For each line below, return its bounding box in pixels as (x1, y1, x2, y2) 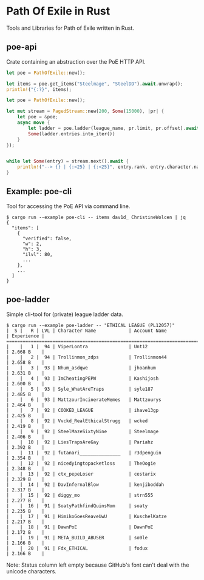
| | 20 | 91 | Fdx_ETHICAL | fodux (6, 545, 148, 551)
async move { (17, 120, 50, 126)
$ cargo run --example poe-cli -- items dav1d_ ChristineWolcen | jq (6, 214, 186, 220)
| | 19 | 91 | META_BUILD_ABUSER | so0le (6, 534, 148, 541)
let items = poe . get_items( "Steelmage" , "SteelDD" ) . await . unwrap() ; (6, 81, 183, 87)
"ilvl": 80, (22, 251, 53, 257)
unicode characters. (6, 567, 56, 575)
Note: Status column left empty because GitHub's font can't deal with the (6, 561, 189, 568)
